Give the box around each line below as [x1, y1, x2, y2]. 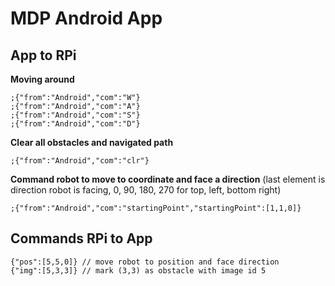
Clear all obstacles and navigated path [10, 137, 174, 148]
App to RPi [10, 47, 77, 64]
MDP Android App [10, 7, 163, 30]
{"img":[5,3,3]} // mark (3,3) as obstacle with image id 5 [10, 265, 267, 276]
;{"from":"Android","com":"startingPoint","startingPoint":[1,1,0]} [10, 203, 302, 213]
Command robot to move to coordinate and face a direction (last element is [10, 173, 326, 185]
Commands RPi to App [10, 230, 153, 247]
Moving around [10, 73, 75, 85]
